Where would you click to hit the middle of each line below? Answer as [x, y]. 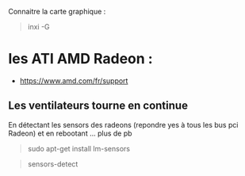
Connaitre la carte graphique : [57, 11]
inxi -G [38, 27]
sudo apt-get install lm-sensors [79, 148]
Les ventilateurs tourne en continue [98, 106]
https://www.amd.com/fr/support [74, 80]
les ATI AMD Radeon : [80, 59]
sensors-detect [53, 164]
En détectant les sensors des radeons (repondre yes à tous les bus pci [123, 124]
